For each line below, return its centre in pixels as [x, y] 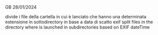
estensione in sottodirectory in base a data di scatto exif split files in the [79, 22]
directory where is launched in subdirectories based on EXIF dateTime [77, 27]
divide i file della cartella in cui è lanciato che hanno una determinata [76, 17]
